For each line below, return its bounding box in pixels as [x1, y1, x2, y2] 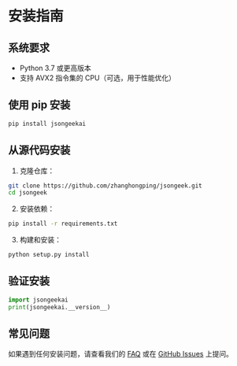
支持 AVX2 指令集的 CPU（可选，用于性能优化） [19, 73, 176, 83]
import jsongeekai [8, 296, 69, 304]
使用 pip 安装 [8, 98, 71, 112]
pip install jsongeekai [8, 120, 87, 128]
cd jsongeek [8, 189, 47, 197]
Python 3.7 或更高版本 [19, 64, 92, 72]
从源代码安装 [8, 143, 71, 157]
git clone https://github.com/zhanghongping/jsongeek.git [8, 182, 202, 190]
